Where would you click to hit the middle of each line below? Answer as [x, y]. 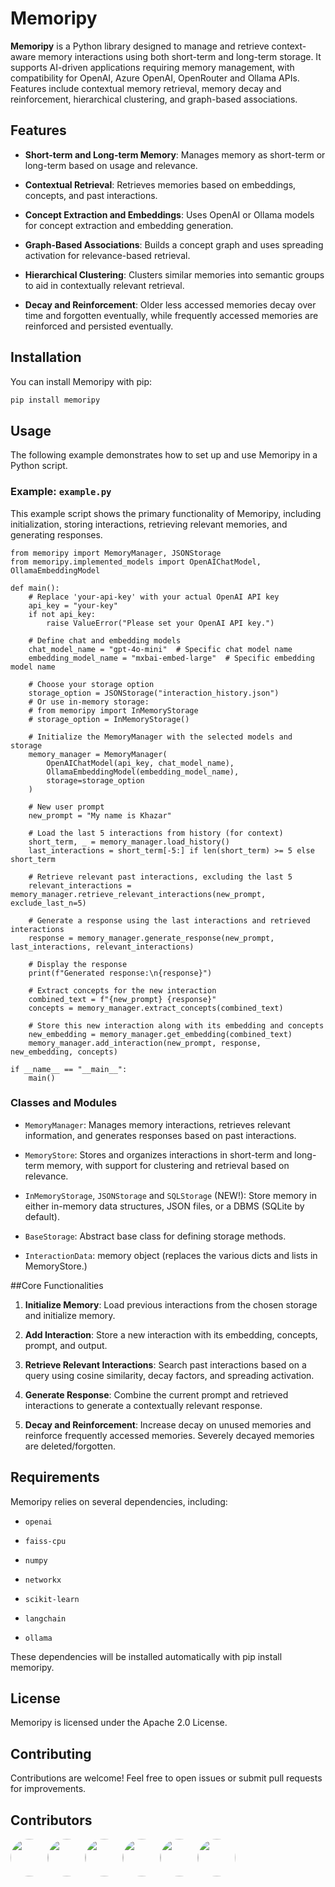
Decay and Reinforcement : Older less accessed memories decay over [170, 304]
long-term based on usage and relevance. [111, 165]
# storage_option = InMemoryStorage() [109, 719]
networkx [43, 1580]
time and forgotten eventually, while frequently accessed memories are [171, 315]
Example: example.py [61, 492]
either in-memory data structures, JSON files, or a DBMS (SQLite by [164, 1206]
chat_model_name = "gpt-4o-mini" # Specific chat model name [160, 649]
